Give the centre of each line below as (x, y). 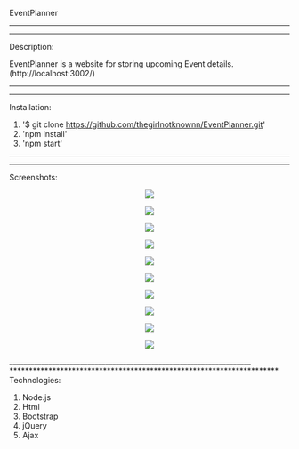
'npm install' (44, 134)
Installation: (30, 107)
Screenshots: (33, 177)
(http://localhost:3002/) (53, 73)
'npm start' (42, 143)
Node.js (36, 397)
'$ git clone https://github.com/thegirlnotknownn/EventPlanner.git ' (143, 124)
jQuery (34, 425)
